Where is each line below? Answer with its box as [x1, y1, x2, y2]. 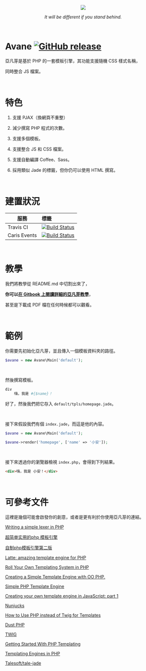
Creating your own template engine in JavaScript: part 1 [5, 593, 119, 599]
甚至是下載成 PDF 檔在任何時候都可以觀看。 [5, 302, 95, 308]
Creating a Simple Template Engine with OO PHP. [5, 573, 105, 579]
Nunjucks [5, 602, 25, 609]
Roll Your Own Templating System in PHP [5, 564, 89, 570]
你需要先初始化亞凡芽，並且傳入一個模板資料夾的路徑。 [5, 348, 118, 354]
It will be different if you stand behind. [44, 14, 122, 20]
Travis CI [7, 223, 28, 230]
